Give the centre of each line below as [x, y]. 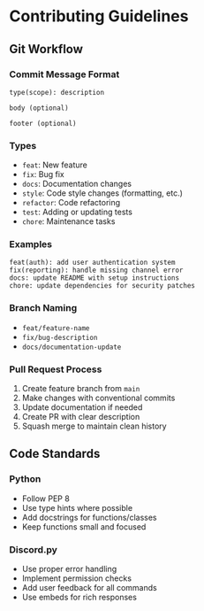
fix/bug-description [60, 337]
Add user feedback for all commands [89, 588]
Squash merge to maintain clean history [94, 426]
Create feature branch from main [81, 389]
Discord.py [33, 549]
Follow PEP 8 [46, 499]
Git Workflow [46, 49]
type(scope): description [57, 92]
